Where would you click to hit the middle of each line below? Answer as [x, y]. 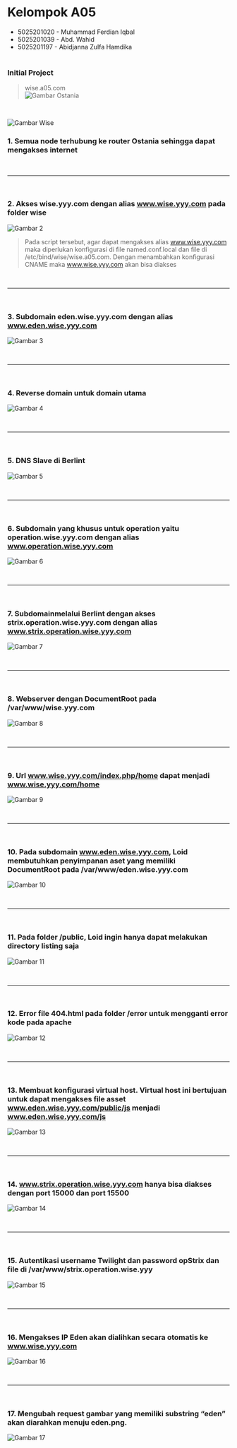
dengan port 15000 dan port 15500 [68, 1193]
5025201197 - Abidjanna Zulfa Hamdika [75, 47]
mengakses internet [43, 150]
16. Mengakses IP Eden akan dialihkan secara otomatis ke [108, 1337]
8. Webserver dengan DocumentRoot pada [82, 699]
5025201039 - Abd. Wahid [56, 39]
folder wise [27, 213]
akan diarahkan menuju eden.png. [67, 1422]
